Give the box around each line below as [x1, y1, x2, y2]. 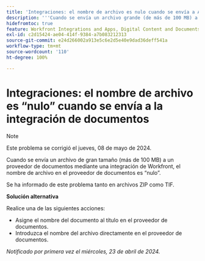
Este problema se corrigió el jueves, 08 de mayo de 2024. [6, 144, 152, 152]
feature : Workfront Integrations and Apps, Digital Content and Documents [6, 26, 201, 32]
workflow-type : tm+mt [6, 43, 62, 50]
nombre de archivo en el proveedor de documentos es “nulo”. [6, 169, 161, 176]
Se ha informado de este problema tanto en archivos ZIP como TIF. [6, 181, 175, 188]
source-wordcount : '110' [6, 49, 70, 55]
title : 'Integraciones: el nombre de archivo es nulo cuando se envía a [6, 9, 195, 15]
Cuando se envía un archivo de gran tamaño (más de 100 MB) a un [6, 156, 174, 163]
